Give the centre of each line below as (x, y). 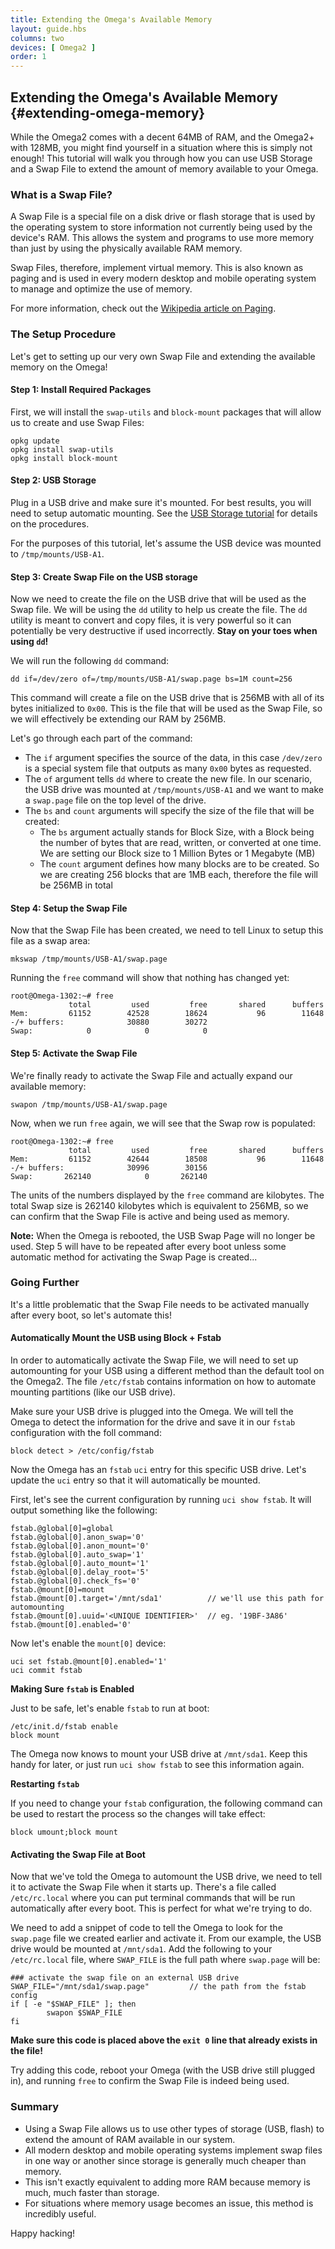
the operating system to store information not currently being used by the (161, 227)
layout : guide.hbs (48, 29)
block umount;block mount (64, 1832)
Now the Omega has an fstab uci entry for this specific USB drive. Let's (158, 1470)
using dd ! (29, 642)
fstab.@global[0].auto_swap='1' (77, 1555)
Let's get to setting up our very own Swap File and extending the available (163, 356)
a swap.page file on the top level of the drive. (115, 800)
